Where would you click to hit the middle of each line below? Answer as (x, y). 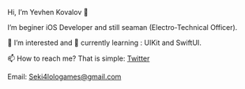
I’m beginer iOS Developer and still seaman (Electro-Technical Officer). (122, 27)
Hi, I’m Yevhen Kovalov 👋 (48, 12)
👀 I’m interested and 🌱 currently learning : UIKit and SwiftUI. (105, 43)
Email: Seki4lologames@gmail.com (64, 76)
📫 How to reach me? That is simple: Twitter (79, 58)
